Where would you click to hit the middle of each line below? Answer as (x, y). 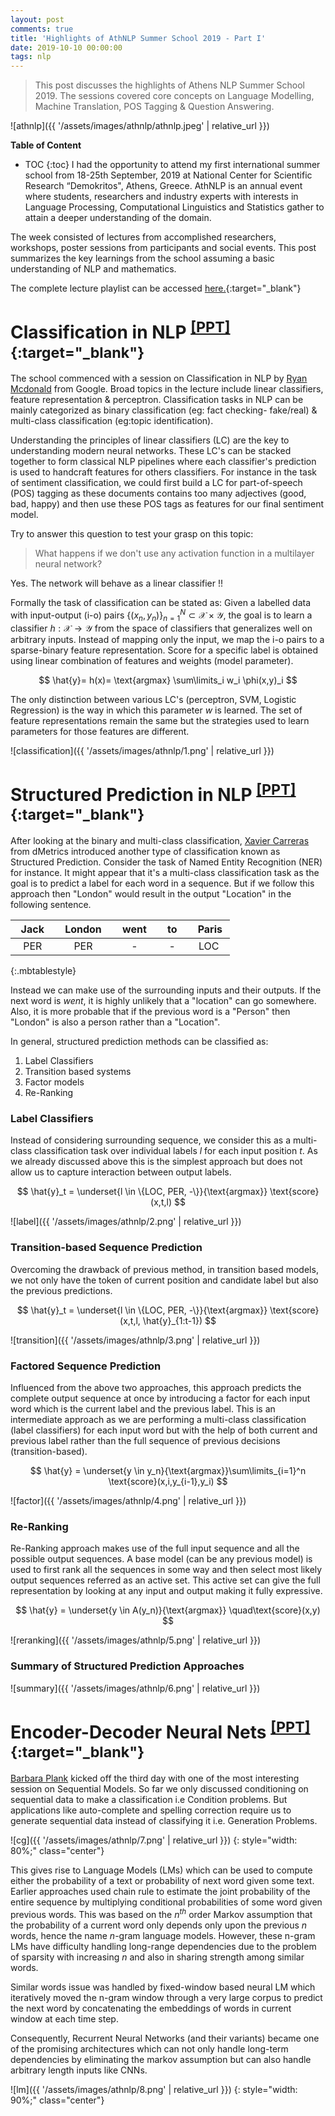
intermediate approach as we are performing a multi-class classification (158, 1419)
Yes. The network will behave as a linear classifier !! (117, 583)
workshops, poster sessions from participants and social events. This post (163, 248)
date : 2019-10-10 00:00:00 (66, 47)
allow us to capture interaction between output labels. (121, 1172)
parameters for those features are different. (100, 731)
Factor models (54, 1082)
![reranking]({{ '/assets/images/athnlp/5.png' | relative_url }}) (136, 1640)
